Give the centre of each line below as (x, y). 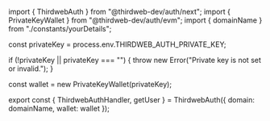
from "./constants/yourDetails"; (60, 29)
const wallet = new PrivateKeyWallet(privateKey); (90, 84)
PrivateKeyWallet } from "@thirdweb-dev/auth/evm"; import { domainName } (135, 20)
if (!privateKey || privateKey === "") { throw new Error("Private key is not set (135, 60)
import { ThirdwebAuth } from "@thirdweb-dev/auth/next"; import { (120, 12)
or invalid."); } (31, 69)
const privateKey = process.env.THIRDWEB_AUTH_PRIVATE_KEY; (118, 44)
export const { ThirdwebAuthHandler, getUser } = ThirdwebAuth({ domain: (132, 100)
